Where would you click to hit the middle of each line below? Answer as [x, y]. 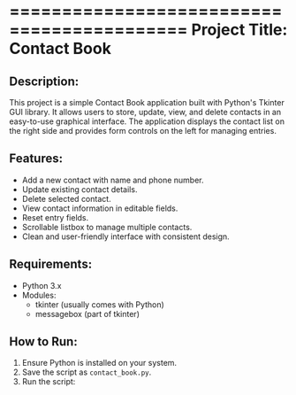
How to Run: [43, 342]
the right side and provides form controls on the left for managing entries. [143, 131]
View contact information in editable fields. [100, 208]
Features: [36, 159]
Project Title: [239, 30]
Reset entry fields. [55, 217]
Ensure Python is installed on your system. [99, 363]
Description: [44, 81]
